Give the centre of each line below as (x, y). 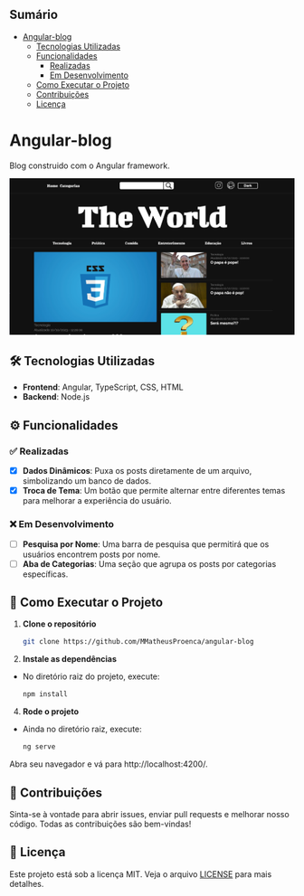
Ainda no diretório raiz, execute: (82, 729)
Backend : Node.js (56, 397)
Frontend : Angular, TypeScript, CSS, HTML (103, 387)
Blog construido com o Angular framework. (90, 165)
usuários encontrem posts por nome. (91, 554)
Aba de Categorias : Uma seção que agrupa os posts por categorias (149, 563)
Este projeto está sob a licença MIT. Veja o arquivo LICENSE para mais (141, 874)
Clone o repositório (59, 624)
